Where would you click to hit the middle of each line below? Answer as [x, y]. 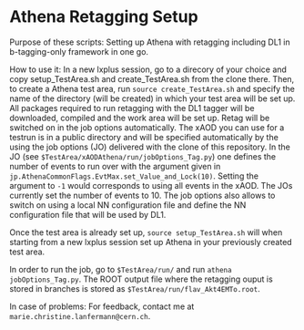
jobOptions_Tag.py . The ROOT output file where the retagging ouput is [141, 279]
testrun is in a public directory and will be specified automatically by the [144, 137]
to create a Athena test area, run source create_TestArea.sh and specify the [152, 88]
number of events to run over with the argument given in [115, 166]
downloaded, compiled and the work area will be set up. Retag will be [140, 118]
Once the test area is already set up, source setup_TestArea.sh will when [146, 232]
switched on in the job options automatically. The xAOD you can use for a [147, 127]
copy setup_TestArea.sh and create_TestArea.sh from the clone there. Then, [152, 78]
